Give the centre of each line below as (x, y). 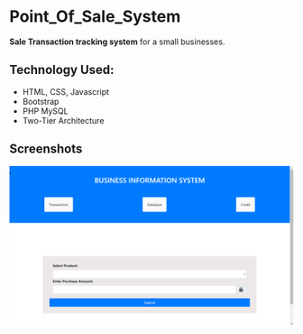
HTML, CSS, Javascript (66, 91)
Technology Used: (62, 70)
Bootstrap (41, 101)
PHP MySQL (46, 111)
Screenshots (46, 149)
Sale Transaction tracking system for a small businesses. (117, 42)
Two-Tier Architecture (63, 120)
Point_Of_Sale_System (95, 17)
